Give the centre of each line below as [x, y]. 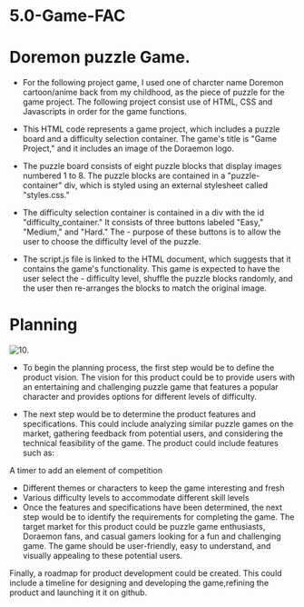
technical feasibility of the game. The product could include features [150, 443]
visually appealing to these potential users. [103, 556]
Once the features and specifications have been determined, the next [152, 507]
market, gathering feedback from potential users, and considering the [153, 433]
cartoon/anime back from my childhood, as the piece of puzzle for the [153, 93]
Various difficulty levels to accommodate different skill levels [136, 498]
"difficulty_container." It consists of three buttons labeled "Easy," [143, 223]
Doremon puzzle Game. [100, 58]
